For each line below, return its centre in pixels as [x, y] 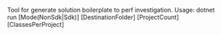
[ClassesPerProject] [36, 24]
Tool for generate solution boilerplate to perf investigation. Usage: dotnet [111, 10]
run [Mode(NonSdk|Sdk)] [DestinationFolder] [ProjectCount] [93, 17]
